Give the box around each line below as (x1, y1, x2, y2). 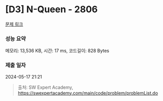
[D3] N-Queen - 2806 (5, 4, 98, 15)
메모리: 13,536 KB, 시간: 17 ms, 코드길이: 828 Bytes (5, 47, 110, 54)
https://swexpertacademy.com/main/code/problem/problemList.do (17, 90, 158, 96)
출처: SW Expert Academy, (17, 84, 73, 90)
